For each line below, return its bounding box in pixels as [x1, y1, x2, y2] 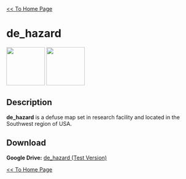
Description [6, 97, 52, 108]
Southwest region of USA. [6, 120, 72, 127]
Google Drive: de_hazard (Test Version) [6, 154, 107, 161]
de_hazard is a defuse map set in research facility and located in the [6, 113, 180, 121]
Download [6, 137, 46, 148]
